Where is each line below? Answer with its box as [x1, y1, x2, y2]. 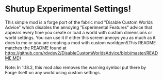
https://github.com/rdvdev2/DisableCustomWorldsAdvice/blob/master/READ [5, 50, 158, 56]
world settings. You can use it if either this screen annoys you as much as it [5, 35, 156, 40]
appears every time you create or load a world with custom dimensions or [5, 29, 153, 35]
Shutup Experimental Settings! [5, 3, 131, 14]
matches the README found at [5, 45, 67, 51]
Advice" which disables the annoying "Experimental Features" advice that [5, 24, 153, 30]
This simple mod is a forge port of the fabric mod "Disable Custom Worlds [5, 19, 153, 25]
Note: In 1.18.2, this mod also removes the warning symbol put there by [5, 64, 147, 70]
